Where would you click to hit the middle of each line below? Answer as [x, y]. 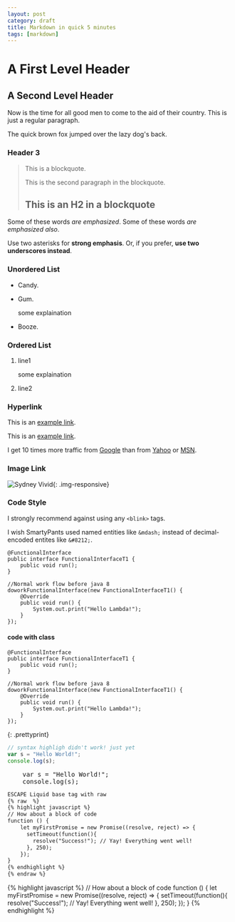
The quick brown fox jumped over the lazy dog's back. [87, 134]
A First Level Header [69, 69]
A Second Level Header [61, 95]
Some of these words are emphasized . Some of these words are [102, 222]
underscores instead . [40, 251]
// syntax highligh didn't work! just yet [71, 748]
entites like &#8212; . [64, 540]
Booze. [28, 327]
